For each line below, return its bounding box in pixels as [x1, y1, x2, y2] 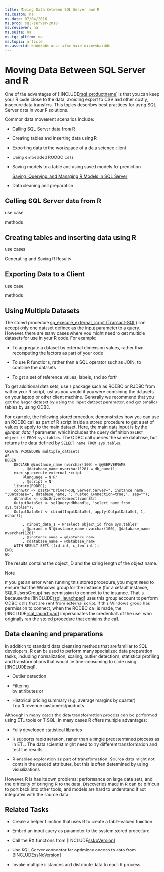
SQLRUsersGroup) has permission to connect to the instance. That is [5, 590, 144, 596]
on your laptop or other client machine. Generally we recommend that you [5, 394, 154, 400]
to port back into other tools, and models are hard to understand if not [5, 786, 146, 792]
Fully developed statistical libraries [12, 727, 82, 733]
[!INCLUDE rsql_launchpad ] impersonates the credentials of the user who [5, 610, 152, 616]
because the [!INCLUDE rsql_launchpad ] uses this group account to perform [5, 595, 158, 601]
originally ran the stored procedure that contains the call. [5, 616, 120, 622]
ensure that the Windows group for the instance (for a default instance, [5, 584, 148, 590]
